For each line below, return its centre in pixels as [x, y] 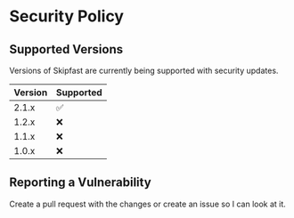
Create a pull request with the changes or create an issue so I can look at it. [148, 204]
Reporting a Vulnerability [80, 183]
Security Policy [67, 16]
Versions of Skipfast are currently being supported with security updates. [144, 70]
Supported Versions [66, 49]
